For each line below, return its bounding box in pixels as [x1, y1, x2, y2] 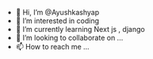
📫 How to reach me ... [15, 42, 90, 51]
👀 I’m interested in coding [15, 16, 100, 26]
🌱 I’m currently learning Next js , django [15, 25, 145, 33]
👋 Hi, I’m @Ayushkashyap [15, 8, 100, 17]
